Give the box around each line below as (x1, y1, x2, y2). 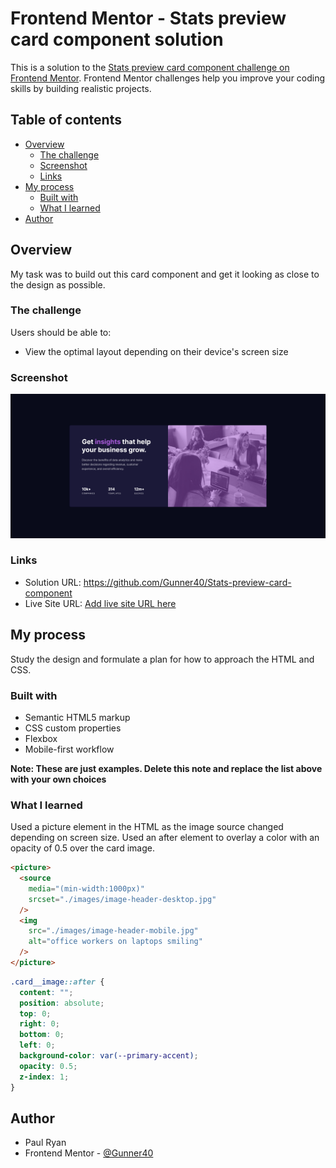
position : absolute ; (19, 998, 105, 1008)
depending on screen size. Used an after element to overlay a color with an (10, 832, 320, 844)
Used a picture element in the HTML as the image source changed (10, 821, 284, 833)
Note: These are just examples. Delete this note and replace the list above (10, 762, 323, 774)
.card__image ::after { (10, 977, 105, 987)
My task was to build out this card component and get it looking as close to (10, 268, 320, 280)
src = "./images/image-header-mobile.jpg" (28, 926, 199, 936)
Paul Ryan (24, 1137, 67, 1149)
